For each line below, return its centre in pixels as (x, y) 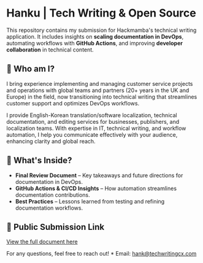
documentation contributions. (52, 195)
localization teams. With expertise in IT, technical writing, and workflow (96, 128)
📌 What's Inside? (39, 160)
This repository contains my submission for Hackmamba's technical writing (101, 30)
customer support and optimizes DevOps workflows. (73, 103)
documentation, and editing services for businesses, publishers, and (93, 121)
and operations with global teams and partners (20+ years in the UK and (98, 90)
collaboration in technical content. (50, 50)
